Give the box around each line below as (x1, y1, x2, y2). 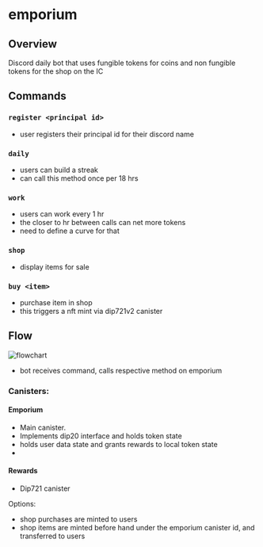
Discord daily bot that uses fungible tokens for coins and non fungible (8, 58, 236, 67)
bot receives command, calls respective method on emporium (19, 365, 223, 375)
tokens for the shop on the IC (8, 67, 104, 76)
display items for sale (19, 262, 90, 271)
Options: (8, 499, 36, 509)
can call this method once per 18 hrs (19, 173, 139, 183)
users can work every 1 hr (19, 209, 105, 219)
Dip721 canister (19, 484, 71, 493)
